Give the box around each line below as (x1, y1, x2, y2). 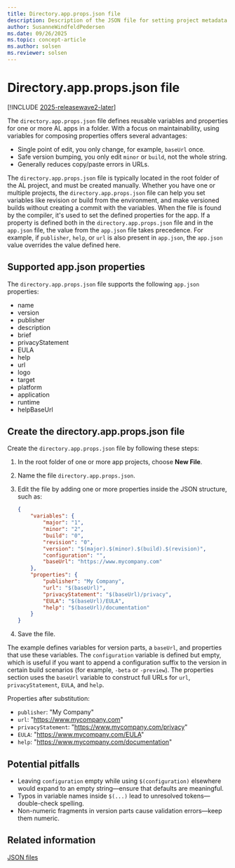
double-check (17, 799, 58, 808)
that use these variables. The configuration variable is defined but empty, (7, 651, 222, 659)
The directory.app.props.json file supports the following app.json (7, 280, 200, 288)
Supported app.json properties (7, 261, 145, 273)
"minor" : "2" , (43, 526, 84, 533)
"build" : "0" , (43, 532, 84, 539)
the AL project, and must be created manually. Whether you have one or (7, 180, 215, 190)
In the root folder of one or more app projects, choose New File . (17, 458, 203, 466)
